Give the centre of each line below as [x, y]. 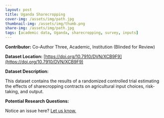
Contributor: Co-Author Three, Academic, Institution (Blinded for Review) [80, 47]
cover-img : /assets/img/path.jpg [40, 19]
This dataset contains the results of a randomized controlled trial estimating [82, 81]
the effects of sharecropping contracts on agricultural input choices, [75, 86]
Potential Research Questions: [37, 101]
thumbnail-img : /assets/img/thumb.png [45, 24]
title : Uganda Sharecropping [35, 14]
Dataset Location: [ [25, 57]
